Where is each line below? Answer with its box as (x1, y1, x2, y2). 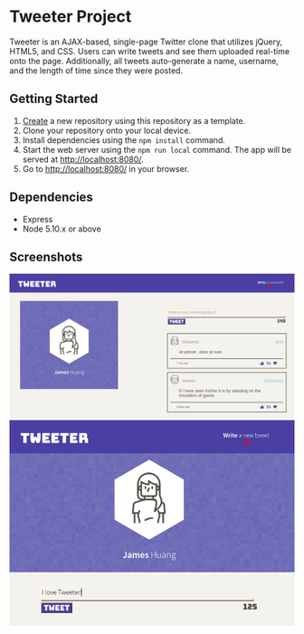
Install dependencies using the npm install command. (22, 134, 226, 146)
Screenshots (9, 249, 83, 264)
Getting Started (9, 91, 99, 107)
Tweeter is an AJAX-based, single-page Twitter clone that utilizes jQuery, (9, 36, 283, 47)
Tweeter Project (9, 6, 132, 27)
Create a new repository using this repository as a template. (22, 115, 246, 126)
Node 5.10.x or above (22, 223, 101, 234)
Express (22, 213, 53, 224)
